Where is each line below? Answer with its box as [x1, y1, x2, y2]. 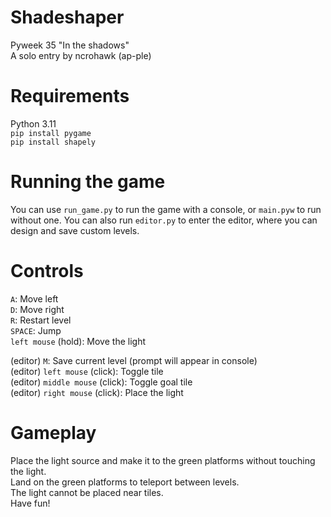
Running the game [10, 171, 166, 193]
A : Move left [10, 292, 59, 305]
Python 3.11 [10, 117, 57, 130]
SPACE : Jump [10, 324, 62, 336]
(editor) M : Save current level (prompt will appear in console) [10, 354, 258, 366]
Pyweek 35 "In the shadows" [10, 39, 130, 51]
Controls [10, 260, 84, 282]
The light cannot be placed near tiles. [10, 486, 164, 498]
